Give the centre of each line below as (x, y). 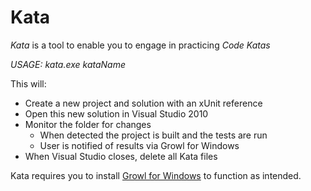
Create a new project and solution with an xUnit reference (143, 103)
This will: (28, 83)
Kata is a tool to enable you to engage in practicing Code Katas (140, 45)
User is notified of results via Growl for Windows (139, 145)
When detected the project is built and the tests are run (153, 135)
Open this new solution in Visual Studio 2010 (116, 113)
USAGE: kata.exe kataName (68, 64)
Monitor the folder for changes (88, 124)
